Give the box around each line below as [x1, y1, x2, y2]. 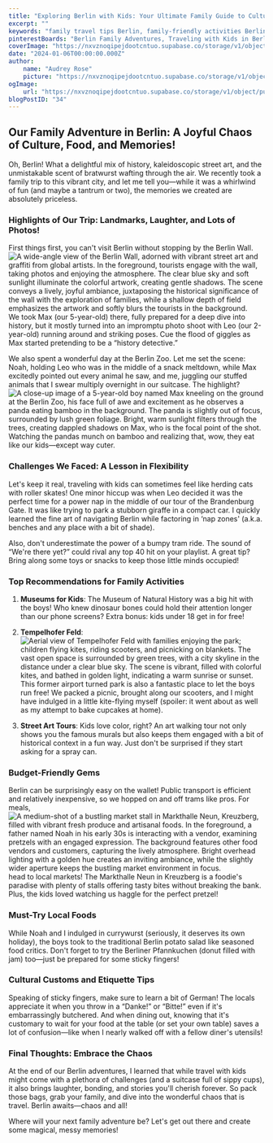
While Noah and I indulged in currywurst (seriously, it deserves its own [8, 928, 245, 938]
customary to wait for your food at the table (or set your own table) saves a [8, 1019, 260, 1028]
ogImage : [8, 80, 38, 88]
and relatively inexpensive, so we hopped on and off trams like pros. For [8, 794, 249, 804]
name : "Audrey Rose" [23, 65, 93, 73]
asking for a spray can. [19, 746, 97, 757]
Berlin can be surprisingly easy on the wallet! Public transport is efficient [8, 786, 252, 796]
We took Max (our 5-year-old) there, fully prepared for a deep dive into [8, 312, 246, 322]
